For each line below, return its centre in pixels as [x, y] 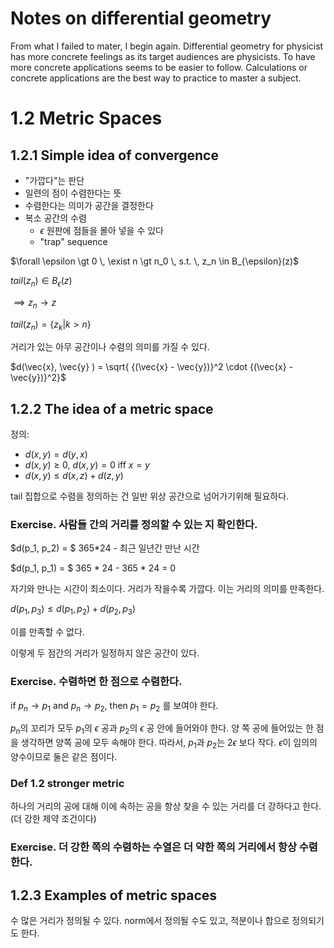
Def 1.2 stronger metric [67, 783]
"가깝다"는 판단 [54, 180]
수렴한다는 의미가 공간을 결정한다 [89, 205]
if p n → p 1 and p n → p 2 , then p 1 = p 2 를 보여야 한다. [114, 706]
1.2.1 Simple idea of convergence [114, 155]
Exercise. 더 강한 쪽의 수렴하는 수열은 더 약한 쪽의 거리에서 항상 [153, 847]
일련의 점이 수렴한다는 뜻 [73, 193]
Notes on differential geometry [141, 18]
